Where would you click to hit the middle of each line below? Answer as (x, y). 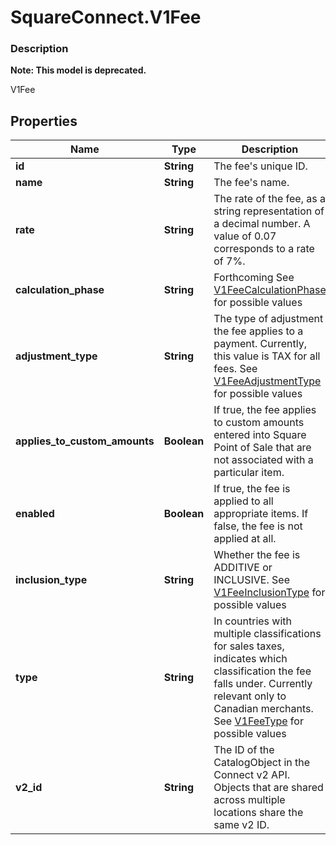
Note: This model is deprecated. (78, 70)
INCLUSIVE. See (251, 580)
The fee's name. (251, 183)
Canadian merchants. (263, 709)
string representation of (269, 211)
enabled (35, 514)
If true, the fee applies (265, 410)
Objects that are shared (268, 788)
